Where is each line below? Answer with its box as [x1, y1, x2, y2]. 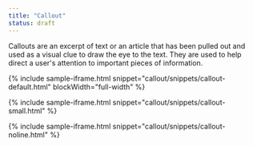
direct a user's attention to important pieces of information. [8, 57, 203, 68]
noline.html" [8, 129, 48, 140]
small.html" [8, 105, 46, 116]
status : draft [8, 19, 56, 27]
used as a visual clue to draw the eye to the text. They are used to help [8, 49, 242, 59]
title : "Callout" [8, 11, 66, 20]
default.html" [8, 81, 52, 92]
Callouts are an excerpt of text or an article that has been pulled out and [8, 41, 246, 50]
